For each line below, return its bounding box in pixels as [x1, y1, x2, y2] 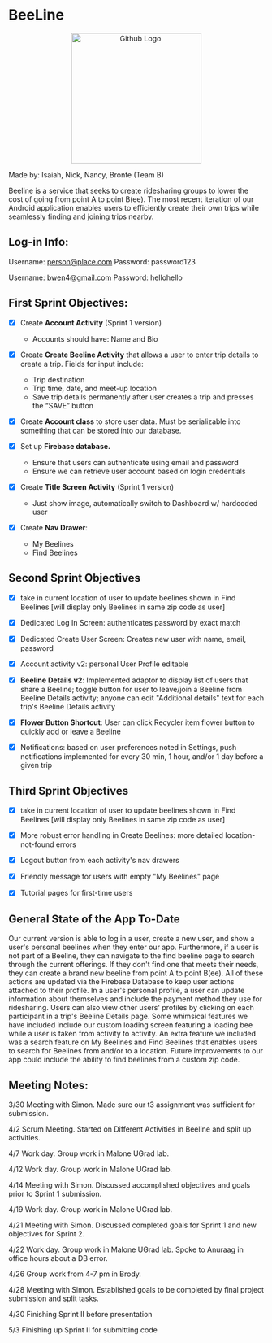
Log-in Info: [8, 235, 69, 249]
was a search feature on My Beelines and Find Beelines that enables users [8, 1037, 257, 1047]
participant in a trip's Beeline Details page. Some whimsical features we [8, 1011, 248, 1022]
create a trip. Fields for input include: [19, 359, 144, 368]
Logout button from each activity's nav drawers [19, 856, 180, 866]
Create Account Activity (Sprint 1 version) [19, 317, 162, 327]
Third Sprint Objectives [8, 783, 128, 798]
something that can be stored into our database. [19, 425, 182, 435]
